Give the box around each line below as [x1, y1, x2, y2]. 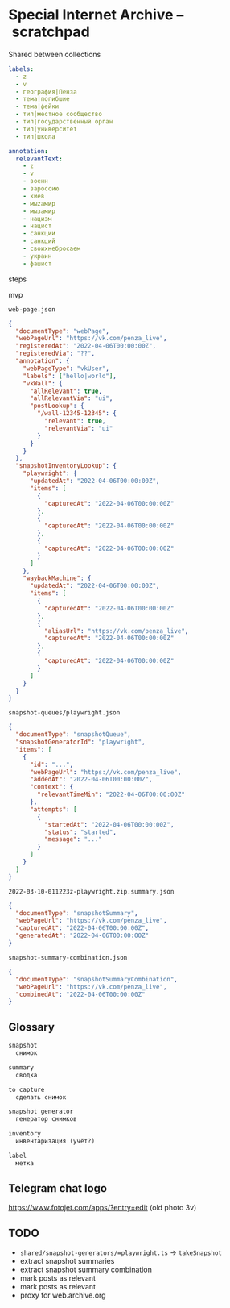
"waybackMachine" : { [23, 574, 92, 582]
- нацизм [23, 215, 52, 223]
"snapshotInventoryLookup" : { [15, 462, 117, 470]
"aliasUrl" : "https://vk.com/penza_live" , [43, 627, 189, 635]
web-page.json [8, 305, 56, 314]
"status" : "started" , [43, 828, 117, 836]
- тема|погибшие [15, 95, 70, 103]
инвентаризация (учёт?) [15, 1137, 95, 1145]
